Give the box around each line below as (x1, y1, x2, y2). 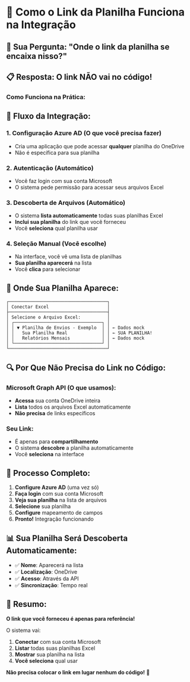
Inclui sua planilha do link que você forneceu (14, 219, 126, 226)
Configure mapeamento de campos (14, 509, 103, 516)
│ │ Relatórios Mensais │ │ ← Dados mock (6, 335, 145, 341)
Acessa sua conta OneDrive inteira (14, 397, 101, 404)
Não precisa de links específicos (14, 409, 96, 416)
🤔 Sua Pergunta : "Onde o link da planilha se (6, 42, 170, 52)
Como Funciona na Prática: (6, 92, 86, 101)
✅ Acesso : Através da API (14, 575, 79, 582)
